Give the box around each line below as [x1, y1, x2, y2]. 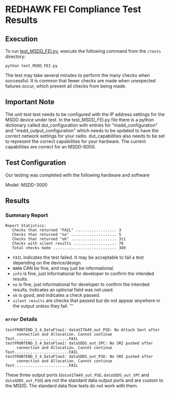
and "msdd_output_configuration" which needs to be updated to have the [5, 127, 159, 133]
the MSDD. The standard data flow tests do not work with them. [5, 382, 139, 388]
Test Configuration [5, 159, 66, 167]
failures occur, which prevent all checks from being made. [5, 83, 127, 89]
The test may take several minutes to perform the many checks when [5, 72, 150, 78]
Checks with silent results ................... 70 [12, 241, 124, 246]
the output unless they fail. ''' [12, 303, 74, 309]
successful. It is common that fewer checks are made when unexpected [5, 78, 156, 83]
